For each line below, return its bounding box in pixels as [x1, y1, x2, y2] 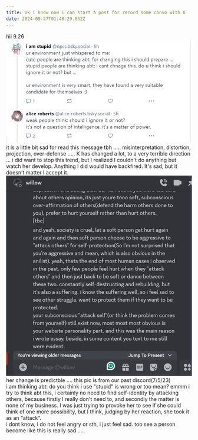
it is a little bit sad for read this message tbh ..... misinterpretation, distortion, [6, 144, 192, 151]
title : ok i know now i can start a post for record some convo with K [6, 9, 186, 15]
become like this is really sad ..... [6, 426, 85, 434]
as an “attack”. [6, 414, 41, 421]
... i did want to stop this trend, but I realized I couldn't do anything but [6, 157, 177, 164]
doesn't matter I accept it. [6, 169, 69, 176]
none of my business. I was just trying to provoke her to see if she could [6, 402, 181, 409]
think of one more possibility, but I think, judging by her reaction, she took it [6, 408, 190, 415]
